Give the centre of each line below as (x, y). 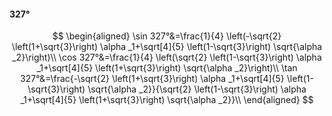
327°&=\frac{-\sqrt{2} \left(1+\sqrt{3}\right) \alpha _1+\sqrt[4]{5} (152, 79)
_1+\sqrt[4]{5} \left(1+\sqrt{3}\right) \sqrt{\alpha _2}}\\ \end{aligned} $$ (167, 100)
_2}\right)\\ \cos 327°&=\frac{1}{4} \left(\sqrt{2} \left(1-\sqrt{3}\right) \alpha (167, 57)
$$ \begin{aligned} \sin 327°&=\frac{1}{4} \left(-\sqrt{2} (167, 36)
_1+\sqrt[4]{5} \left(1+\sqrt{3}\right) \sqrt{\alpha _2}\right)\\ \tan (167, 68)
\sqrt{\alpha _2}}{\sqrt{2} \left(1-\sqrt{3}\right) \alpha (197, 89)
